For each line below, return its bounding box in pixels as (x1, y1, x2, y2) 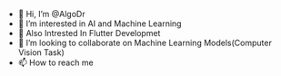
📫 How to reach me (17, 57, 94, 68)
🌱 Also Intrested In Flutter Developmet (17, 28, 161, 38)
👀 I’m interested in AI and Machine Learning (17, 18, 182, 29)
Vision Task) (17, 47, 65, 58)
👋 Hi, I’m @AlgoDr (17, 9, 85, 19)
